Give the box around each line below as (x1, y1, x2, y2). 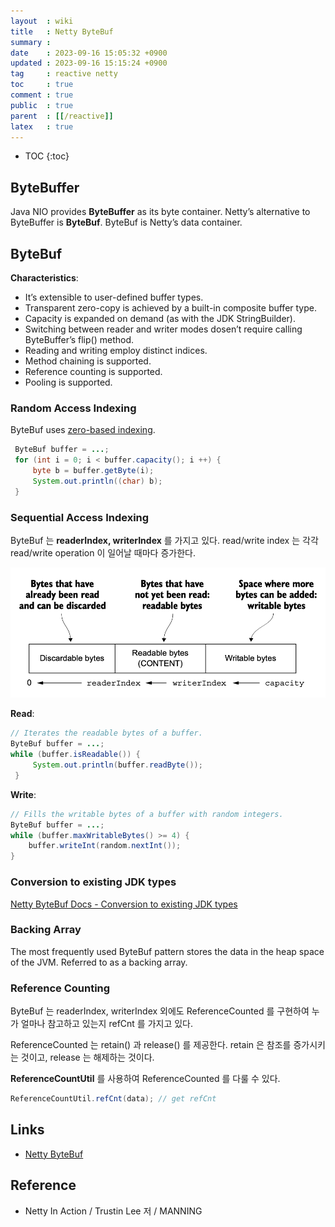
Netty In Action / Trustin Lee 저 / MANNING (24, 1205, 203, 1217)
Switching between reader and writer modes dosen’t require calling (24, 323, 303, 335)
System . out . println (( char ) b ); (32, 476, 163, 486)
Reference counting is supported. (24, 366, 163, 377)
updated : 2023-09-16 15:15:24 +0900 (10, 58, 168, 69)
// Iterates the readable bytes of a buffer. (10, 728, 203, 739)
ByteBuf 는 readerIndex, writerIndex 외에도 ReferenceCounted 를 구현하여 (10, 1005, 310, 1017)
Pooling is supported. (24, 376, 113, 388)
